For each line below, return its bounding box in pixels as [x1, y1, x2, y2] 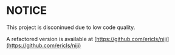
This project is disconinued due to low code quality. [6, 24, 136, 31]
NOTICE [6, 4, 47, 18]
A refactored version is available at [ [6, 35, 97, 42]
